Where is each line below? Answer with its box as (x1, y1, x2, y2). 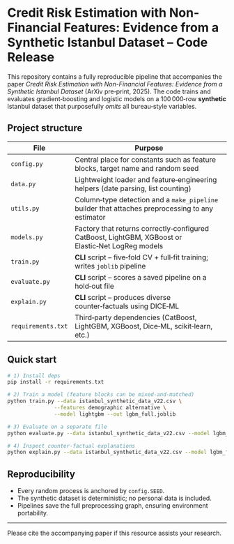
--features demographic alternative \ (54, 405, 167, 411)
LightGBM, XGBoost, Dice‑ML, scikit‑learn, (74, 321, 213, 331)
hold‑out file (74, 281, 114, 291)
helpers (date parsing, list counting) (74, 183, 192, 193)
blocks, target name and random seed (74, 163, 199, 173)
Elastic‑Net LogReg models (74, 241, 164, 250)
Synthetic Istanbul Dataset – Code (7, 35, 208, 50)
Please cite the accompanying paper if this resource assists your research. (7, 529, 221, 538)
